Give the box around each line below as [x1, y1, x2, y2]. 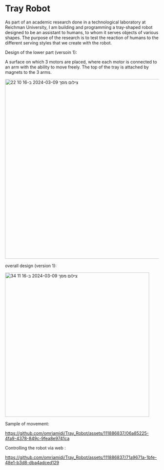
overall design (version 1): [5, 263, 57, 269]
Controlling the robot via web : [5, 445, 66, 450]
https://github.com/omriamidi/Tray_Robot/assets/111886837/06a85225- [5, 430, 149, 436]
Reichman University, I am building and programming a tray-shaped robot [5, 24, 153, 30]
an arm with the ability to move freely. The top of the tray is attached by [5, 64, 149, 70]
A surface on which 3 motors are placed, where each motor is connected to [5, 59, 157, 65]
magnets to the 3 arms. [5, 69, 52, 75]
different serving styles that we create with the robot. [5, 40, 112, 45]
